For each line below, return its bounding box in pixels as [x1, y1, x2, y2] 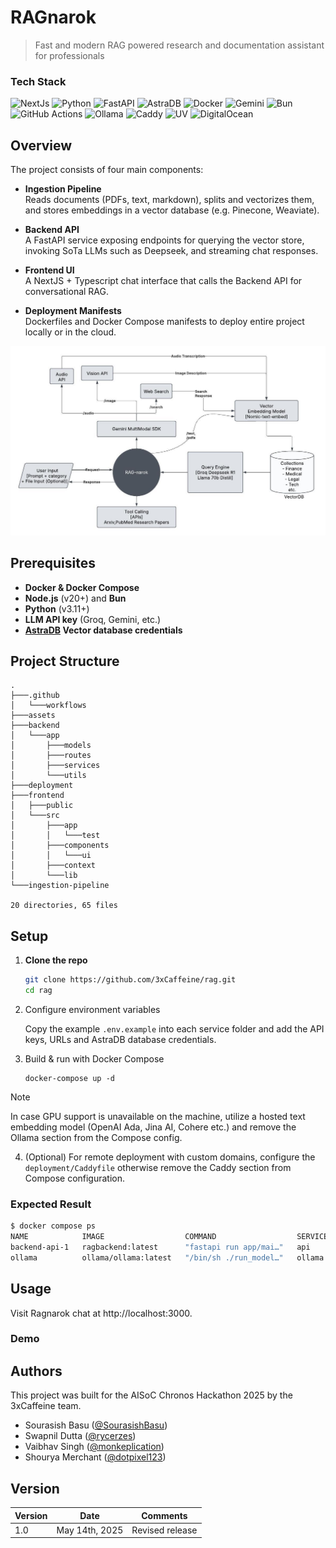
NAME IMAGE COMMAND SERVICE [10, 1232, 329, 1242]
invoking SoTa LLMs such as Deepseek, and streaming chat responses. [24, 245, 319, 257]
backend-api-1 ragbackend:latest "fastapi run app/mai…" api [10, 1242, 311, 1252]
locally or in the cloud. [24, 326, 117, 338]
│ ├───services [10, 761, 101, 771]
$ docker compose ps [10, 1221, 97, 1231]
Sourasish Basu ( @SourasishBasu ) [24, 1419, 168, 1431]
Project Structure [10, 652, 120, 670]
